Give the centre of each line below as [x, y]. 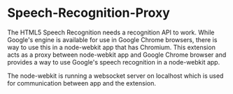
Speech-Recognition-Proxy [89, 13]
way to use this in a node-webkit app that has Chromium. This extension [111, 47]
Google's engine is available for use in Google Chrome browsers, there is [112, 39]
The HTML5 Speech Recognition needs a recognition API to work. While [111, 32]
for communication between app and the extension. [82, 83]
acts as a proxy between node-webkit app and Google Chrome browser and [117, 55]
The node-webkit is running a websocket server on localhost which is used [115, 76]
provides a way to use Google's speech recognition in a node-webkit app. [114, 62]
